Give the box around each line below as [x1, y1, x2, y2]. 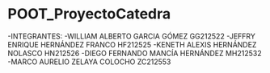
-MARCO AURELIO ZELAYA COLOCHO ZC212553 [7, 57, 171, 67]
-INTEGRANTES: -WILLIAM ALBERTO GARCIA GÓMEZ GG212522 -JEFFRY [7, 31, 256, 41]
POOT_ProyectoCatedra [7, 5, 171, 23]
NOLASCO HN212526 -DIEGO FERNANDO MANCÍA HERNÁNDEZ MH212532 [7, 48, 262, 58]
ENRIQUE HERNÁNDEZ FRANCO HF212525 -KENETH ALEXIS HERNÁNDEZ [7, 39, 257, 49]
